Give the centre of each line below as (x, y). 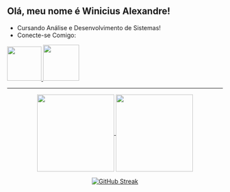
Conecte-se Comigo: (47, 35)
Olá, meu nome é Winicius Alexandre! (89, 11)
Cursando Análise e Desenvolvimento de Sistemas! (89, 27)
